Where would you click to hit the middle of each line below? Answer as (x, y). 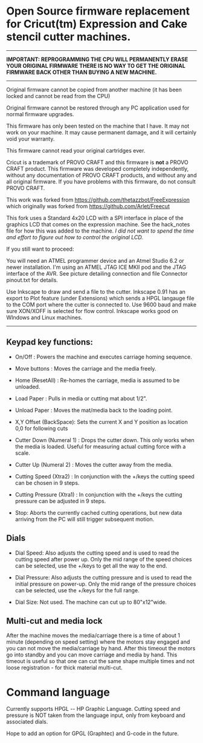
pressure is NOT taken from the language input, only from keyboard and (96, 715)
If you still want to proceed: (40, 249)
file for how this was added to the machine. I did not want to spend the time (100, 231)
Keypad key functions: (50, 342)
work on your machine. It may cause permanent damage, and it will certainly (101, 132)
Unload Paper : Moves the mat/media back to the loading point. (94, 410)
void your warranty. (31, 139)
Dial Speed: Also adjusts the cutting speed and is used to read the (97, 553)
